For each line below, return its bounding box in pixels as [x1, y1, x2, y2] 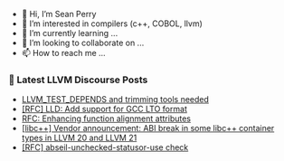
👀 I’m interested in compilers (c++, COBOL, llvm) [21, 18, 203, 29]
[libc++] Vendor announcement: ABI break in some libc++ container [21, 123, 275, 134]
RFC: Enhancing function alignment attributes [21, 113, 192, 124]
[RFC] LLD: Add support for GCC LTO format [21, 104, 187, 115]
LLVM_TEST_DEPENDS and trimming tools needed [21, 94, 210, 105]
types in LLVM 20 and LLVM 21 [21, 132, 137, 144]
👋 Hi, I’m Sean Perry [21, 9, 97, 19]
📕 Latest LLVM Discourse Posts [8, 73, 148, 86]
